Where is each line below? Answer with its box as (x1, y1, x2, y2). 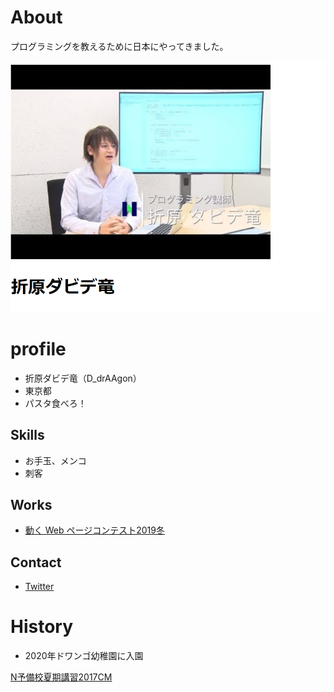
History (10, 616, 74, 638)
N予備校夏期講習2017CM (10, 671, 113, 683)
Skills (10, 427, 45, 444)
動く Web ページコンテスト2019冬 (24, 524, 165, 536)
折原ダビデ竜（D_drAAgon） (24, 372, 142, 384)
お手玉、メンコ (24, 454, 87, 466)
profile (10, 338, 67, 361)
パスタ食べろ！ (24, 397, 87, 409)
